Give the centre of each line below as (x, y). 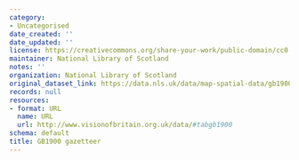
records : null (36, 92)
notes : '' (28, 68)
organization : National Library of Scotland (93, 76)
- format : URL (36, 108)
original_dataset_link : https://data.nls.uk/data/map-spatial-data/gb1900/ (153, 84)
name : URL (35, 116)
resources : (29, 100)
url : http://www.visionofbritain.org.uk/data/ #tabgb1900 (125, 125)
